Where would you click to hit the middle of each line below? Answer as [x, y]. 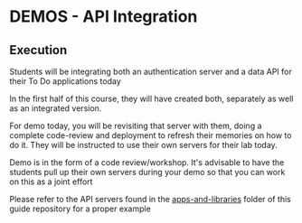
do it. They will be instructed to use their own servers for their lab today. [143, 145]
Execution [38, 50]
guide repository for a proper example [80, 209]
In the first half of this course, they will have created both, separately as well [151, 98]
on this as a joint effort [51, 181]
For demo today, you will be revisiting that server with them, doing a [136, 125]
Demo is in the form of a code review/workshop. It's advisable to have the [147, 163]
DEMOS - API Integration [104, 17]
